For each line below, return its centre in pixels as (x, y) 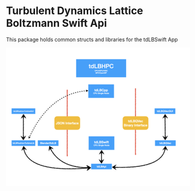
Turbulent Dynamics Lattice (75, 11)
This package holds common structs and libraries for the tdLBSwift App (92, 39)
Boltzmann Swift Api (57, 23)
